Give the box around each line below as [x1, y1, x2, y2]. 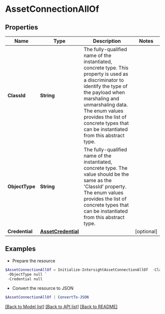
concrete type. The [83, 165, 128, 171]
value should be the [83, 171, 129, 178]
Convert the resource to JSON [12, 285, 74, 291]
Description [93, 38, 121, 44]
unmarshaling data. [83, 101, 128, 108]
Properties [5, 23, 38, 31]
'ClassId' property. [83, 183, 127, 190]
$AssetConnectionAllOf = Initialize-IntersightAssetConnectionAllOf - [5, 267, 155, 272]
